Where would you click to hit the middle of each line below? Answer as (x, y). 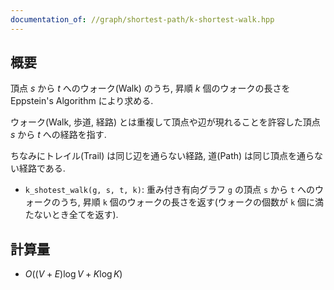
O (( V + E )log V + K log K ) (73, 274)
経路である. (42, 168)
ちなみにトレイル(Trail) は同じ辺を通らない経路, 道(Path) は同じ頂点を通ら (162, 156)
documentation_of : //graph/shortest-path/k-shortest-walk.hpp (142, 19)
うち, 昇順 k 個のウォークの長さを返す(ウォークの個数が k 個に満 (191, 202)
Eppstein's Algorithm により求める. (82, 101)
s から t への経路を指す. (58, 135)
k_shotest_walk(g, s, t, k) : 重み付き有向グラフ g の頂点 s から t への (170, 190)
